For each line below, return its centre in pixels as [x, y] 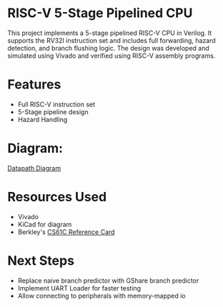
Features [34, 85]
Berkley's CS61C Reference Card [66, 232]
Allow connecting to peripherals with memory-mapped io [101, 296]
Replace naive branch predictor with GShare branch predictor [108, 281]
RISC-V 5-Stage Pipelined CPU [100, 13]
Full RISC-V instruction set [56, 104]
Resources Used [57, 197]
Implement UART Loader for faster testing [79, 288]
